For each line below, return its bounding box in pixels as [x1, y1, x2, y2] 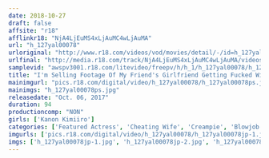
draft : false [8, 19, 52, 27]
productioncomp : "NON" [8, 109, 84, 117]
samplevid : [8, 64, 45, 72]
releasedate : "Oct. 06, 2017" [8, 93, 110, 101]
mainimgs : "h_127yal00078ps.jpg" [8, 85, 120, 94]
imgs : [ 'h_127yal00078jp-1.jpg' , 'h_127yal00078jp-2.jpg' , [8, 137, 210, 146]
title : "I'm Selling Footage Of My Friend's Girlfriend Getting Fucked [8, 71, 252, 79]
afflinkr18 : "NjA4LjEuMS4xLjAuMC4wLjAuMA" [8, 34, 152, 42]
